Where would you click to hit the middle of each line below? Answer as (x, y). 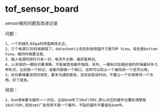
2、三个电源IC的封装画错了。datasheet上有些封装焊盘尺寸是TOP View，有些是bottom (81, 49)
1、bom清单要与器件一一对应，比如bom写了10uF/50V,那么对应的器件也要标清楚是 (76, 100)
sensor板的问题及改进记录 (31, 23)
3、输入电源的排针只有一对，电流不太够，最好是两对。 (52, 59)
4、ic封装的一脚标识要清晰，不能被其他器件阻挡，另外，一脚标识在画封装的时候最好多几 (81, 65)
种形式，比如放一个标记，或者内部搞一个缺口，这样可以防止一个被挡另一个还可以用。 (78, 69)
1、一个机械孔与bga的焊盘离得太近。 (37, 44)
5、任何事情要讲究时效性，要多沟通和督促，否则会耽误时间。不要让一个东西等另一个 (77, 75)
